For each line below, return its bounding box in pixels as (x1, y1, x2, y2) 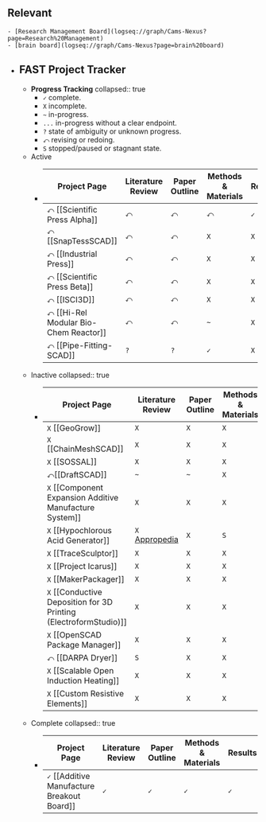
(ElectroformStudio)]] (46, 616, 128, 627)
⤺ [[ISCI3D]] (46, 294, 95, 305)
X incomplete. (42, 101, 87, 111)
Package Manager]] (46, 639, 121, 650)
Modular (46, 317, 79, 328)
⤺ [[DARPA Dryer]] (46, 652, 118, 663)
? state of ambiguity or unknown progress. (42, 127, 182, 136)
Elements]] (46, 698, 88, 709)
